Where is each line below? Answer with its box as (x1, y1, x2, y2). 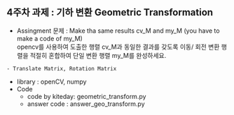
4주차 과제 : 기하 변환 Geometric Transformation (6, 6, 214, 19)
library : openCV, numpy (16, 77, 87, 86)
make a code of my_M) (16, 34, 83, 43)
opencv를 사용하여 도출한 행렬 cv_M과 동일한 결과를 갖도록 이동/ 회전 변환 (16, 43, 220, 51)
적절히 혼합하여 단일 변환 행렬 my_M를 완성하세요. (29, 51, 167, 59)
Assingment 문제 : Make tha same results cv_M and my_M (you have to (16, 26, 220, 35)
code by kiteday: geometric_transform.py (27, 92, 146, 100)
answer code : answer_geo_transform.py (27, 100, 145, 108)
